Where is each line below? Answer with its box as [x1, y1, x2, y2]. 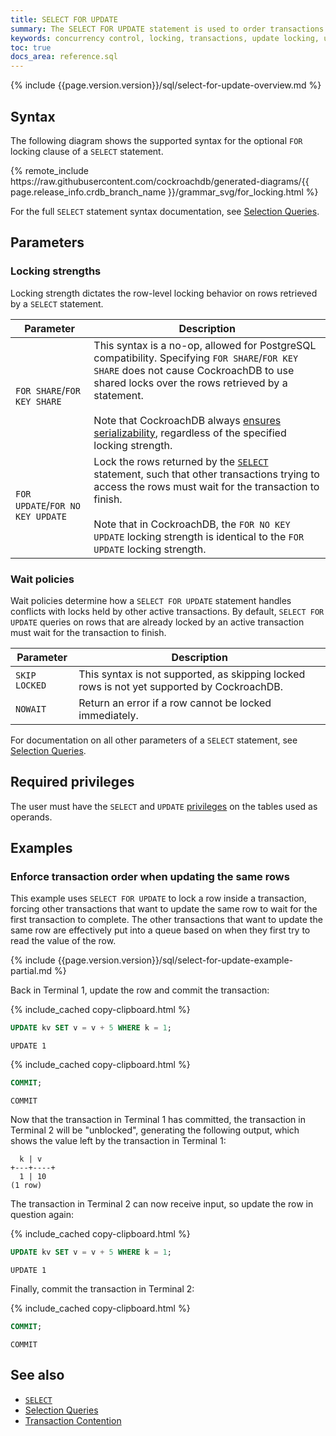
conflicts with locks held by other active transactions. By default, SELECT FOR [10, 605, 325, 617]
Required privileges [10, 774, 135, 791]
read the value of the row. [10, 935, 117, 947]
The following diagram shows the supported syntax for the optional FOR [10, 134, 303, 146]
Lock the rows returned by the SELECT [93, 454, 269, 468]
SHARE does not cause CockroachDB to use [93, 363, 295, 377]
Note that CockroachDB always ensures [93, 413, 282, 427]
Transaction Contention [24, 1414, 122, 1426]
